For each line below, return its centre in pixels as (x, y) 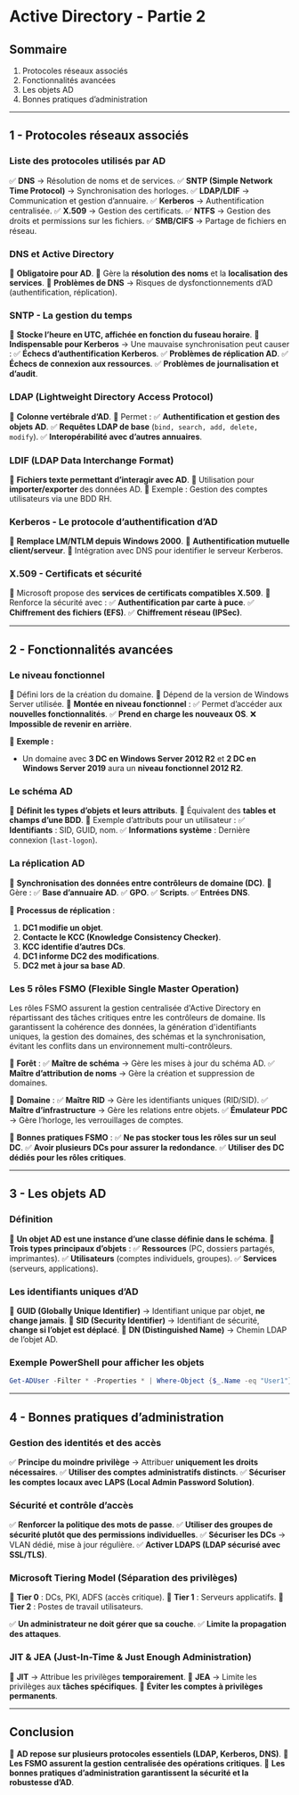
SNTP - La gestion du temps (71, 315)
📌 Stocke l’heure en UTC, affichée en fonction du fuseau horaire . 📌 (134, 335)
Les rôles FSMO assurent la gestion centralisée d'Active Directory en (135, 1008)
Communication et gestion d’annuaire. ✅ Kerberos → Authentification (137, 200)
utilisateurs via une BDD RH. (61, 498)
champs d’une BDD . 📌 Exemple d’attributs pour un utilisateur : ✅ (127, 820)
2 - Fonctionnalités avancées (91, 649)
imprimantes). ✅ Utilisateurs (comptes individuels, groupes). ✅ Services (143, 1258)
